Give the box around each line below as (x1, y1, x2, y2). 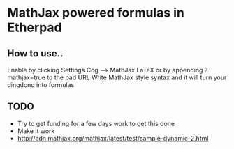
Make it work (17, 127, 55, 135)
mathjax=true (7, 73, 45, 81)
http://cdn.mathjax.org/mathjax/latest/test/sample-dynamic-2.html (17, 134, 209, 142)
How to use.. (7, 47, 64, 59)
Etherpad (7, 19, 62, 36)
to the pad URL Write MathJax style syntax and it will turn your (46, 73, 227, 81)
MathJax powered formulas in (7, 5, 185, 21)
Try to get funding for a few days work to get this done (17, 119, 175, 127)
